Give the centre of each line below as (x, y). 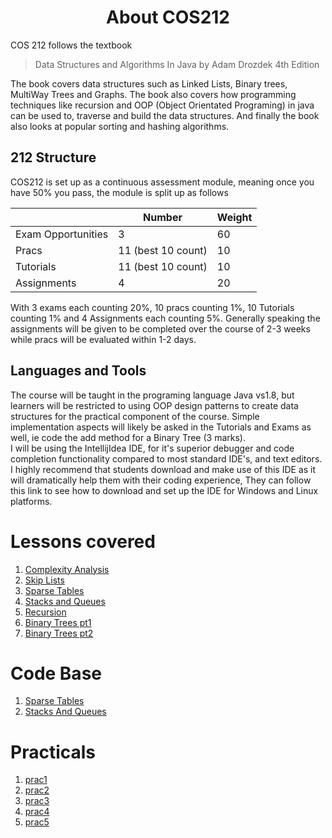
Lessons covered (83, 541)
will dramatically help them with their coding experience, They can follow (161, 480)
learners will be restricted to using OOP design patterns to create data (154, 405)
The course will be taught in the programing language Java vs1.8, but (152, 395)
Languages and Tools (78, 371)
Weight (234, 217)
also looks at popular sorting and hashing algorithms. (120, 126)
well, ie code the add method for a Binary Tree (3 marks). (128, 437)
